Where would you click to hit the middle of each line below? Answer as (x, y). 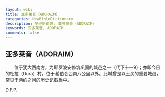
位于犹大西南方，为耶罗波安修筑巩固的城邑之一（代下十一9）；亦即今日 (87, 67)
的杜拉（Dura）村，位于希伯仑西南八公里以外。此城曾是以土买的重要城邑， (83, 73)
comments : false (22, 33)
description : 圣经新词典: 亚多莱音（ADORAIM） (51, 24)
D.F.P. (11, 90)
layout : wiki (19, 10)
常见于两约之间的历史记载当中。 (38, 80)
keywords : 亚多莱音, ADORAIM (34, 28)
